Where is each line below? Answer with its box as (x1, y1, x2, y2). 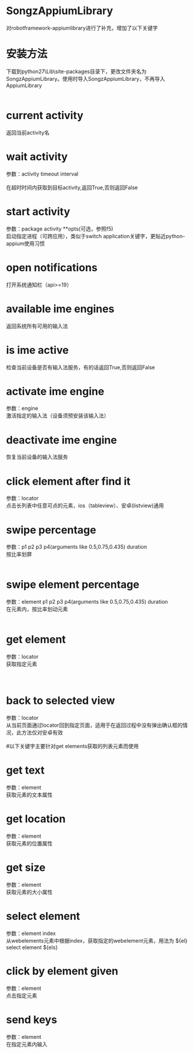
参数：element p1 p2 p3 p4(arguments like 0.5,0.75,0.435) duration (6, 598, 168, 606)
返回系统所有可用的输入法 (6, 323, 68, 330)
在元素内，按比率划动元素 (6, 606, 68, 613)
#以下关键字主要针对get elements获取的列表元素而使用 (6, 743, 139, 750)
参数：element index (6, 930, 56, 937)
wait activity (6, 150, 68, 163)
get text (6, 764, 45, 777)
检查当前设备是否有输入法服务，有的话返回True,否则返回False (6, 364, 155, 371)
